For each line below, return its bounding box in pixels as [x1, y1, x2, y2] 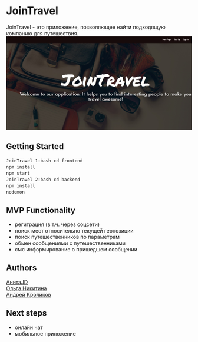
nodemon [6, 190, 25, 195]
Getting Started [6, 141, 64, 151]
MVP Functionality [6, 205, 75, 215]
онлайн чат [14, 324, 43, 331]
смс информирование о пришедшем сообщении [14, 246, 137, 253]
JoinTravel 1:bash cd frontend [6, 158, 83, 164]
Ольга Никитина [6, 284, 47, 292]
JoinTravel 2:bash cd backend [6, 177, 81, 183]
